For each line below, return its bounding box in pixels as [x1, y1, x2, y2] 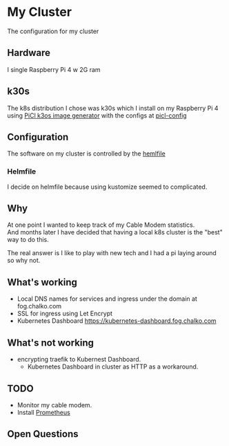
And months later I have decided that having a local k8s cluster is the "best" [7, 228, 223, 236]
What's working [7, 276, 77, 288]
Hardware [7, 47, 50, 59]
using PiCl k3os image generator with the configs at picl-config [7, 111, 188, 120]
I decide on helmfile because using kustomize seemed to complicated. [7, 183, 208, 191]
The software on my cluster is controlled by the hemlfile [7, 149, 166, 158]
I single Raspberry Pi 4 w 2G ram [7, 65, 101, 73]
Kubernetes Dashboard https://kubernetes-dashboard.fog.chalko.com [17, 317, 217, 325]
